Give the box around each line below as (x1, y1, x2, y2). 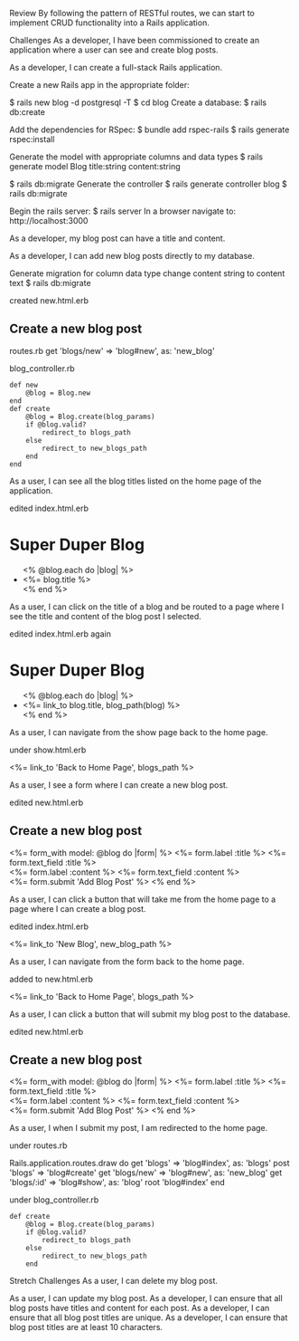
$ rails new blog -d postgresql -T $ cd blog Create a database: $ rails (9, 97, 267, 108)
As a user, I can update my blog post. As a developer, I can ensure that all (9, 1293, 283, 1304)
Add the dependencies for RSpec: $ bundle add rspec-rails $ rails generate (9, 124, 290, 135)
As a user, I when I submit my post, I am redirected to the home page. (9, 1123, 268, 1134)
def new (9, 380, 39, 389)
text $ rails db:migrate (9, 278, 92, 288)
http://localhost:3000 (9, 216, 89, 225)
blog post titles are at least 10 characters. (9, 1322, 164, 1333)
